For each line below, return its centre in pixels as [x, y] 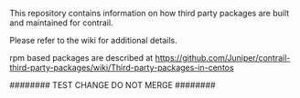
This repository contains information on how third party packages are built [150, 13]
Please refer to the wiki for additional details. [93, 40]
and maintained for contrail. [61, 23]
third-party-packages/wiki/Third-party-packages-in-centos [122, 68]
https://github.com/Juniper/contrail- [223, 58]
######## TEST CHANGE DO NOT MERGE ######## [113, 85]
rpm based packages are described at [81, 58]
